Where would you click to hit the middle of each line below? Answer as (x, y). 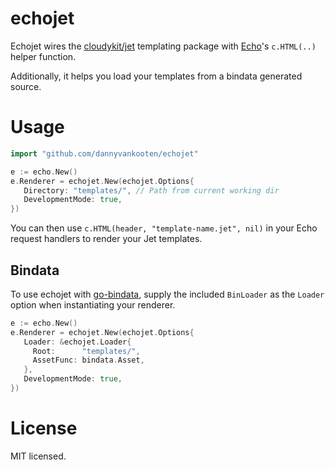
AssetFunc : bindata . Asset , (88, 360)
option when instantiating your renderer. (93, 304)
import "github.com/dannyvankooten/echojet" (104, 153)
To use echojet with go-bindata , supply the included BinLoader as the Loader (167, 294)
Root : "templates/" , (86, 351)
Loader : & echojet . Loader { (77, 342)
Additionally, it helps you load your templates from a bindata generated (156, 76)
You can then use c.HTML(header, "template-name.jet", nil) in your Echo (164, 228)
